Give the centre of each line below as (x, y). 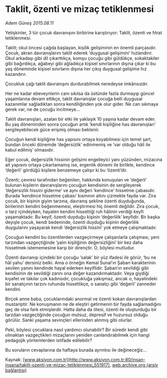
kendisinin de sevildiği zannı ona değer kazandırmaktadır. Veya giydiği (77, 273)
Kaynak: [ (15, 360)
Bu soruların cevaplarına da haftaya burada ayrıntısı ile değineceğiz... (76, 350)
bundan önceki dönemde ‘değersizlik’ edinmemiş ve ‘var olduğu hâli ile (78, 144)
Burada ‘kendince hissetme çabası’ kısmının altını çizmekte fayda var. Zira (81, 195)
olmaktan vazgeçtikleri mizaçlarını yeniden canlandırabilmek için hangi (78, 335)
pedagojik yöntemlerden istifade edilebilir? (49, 340)
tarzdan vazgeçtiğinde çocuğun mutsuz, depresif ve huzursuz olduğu (77, 315)
